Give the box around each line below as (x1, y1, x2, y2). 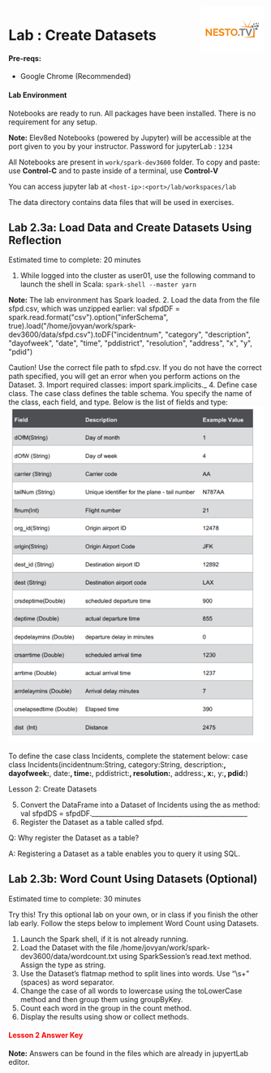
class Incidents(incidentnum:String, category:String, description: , (8, 760, 226, 770)
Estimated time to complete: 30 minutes (8, 893, 142, 904)
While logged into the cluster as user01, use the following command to (19, 271, 256, 281)
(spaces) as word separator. (19, 977, 115, 987)
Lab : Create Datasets (8, 26, 157, 45)
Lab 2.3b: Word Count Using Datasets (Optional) (8, 872, 258, 886)
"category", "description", (165, 329, 252, 339)
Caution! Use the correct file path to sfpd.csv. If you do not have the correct (8, 363, 262, 373)
